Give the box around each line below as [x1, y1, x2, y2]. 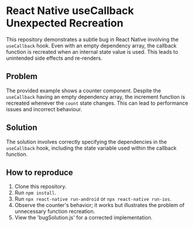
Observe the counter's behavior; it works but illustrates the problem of [14, 202, 185, 209]
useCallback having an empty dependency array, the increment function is [6, 93, 186, 100]
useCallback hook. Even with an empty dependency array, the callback [6, 42, 177, 49]
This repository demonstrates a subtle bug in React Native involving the [6, 36, 179, 43]
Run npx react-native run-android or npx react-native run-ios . [14, 195, 172, 202]
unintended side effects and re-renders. [6, 54, 103, 61]
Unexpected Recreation [6, 16, 124, 30]
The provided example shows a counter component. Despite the [6, 87, 161, 94]
